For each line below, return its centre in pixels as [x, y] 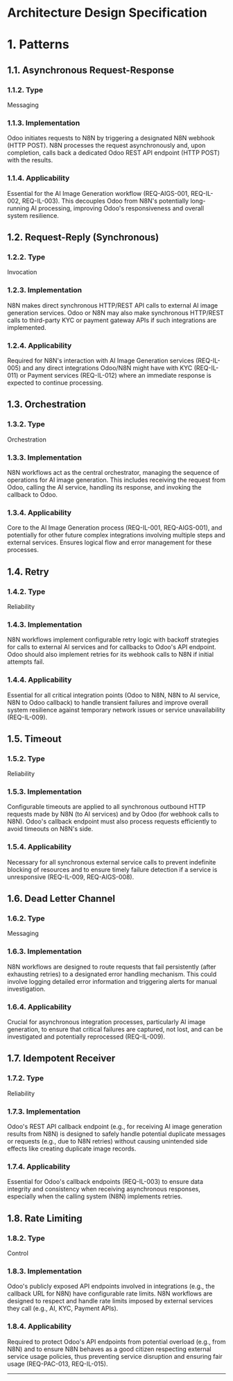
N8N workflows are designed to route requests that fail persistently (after [112, 966]
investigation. [26, 989]
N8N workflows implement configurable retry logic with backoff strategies [113, 639]
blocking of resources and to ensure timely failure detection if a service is [112, 869]
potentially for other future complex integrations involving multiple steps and [116, 535]
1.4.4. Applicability [40, 680]
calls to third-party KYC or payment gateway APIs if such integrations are [112, 320]
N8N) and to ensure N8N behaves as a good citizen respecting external [109, 1349]
